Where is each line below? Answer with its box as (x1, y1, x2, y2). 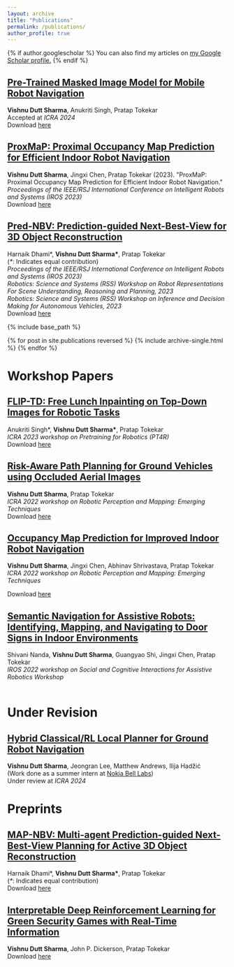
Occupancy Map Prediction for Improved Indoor (7, 532, 219, 544)
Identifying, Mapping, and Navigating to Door (7, 621, 208, 633)
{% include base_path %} (7, 323, 81, 331)
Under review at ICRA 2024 (7, 776, 86, 785)
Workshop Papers (7, 368, 114, 384)
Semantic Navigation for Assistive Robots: (7, 610, 196, 622)
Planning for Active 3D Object (55, 839, 187, 852)
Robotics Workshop (7, 673, 64, 681)
